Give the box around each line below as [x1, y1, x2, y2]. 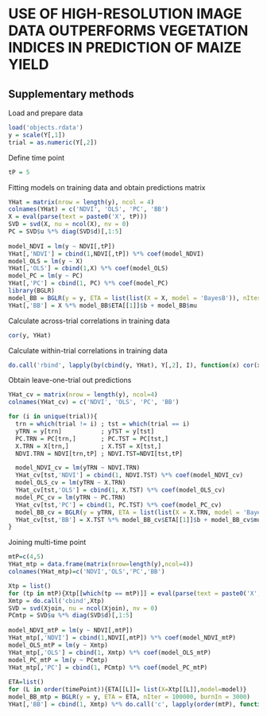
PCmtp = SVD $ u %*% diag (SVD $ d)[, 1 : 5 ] [8, 612, 133, 620]
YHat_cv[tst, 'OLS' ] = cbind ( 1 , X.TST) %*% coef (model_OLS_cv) [15, 486, 226, 494]
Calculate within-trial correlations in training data [8, 345, 168, 355]
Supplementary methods [8, 87, 135, 100]
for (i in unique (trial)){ [8, 413, 98, 421]
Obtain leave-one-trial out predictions [8, 376, 132, 385]
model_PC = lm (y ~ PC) [8, 272, 83, 280]
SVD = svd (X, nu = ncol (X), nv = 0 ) [8, 220, 130, 228]
